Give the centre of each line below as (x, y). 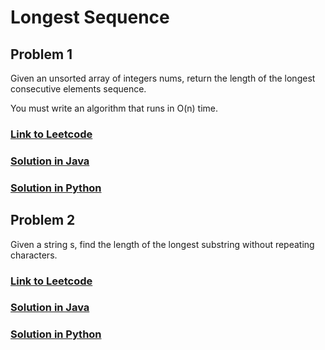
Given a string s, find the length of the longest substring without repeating (162, 244)
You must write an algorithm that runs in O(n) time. (114, 108)
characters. (34, 255)
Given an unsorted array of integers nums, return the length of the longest (163, 78)
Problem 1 (41, 54)
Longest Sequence (90, 17)
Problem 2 (43, 220)
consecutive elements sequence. (78, 89)
